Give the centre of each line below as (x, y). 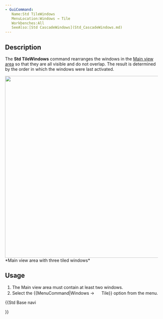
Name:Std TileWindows (33, 14)
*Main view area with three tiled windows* (48, 260)
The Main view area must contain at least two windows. (67, 287)
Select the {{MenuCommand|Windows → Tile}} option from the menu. (85, 293)
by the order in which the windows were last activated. (60, 69)
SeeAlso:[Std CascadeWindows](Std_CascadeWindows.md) (67, 28)
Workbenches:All (28, 23)
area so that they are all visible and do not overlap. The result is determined (81, 64)
